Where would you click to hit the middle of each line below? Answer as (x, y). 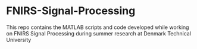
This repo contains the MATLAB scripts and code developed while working (98, 27)
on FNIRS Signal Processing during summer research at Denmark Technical (99, 33)
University (19, 40)
